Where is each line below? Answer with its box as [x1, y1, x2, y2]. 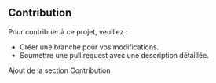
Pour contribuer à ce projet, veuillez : [8, 27, 128, 36]
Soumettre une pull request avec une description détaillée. [19, 50, 210, 60]
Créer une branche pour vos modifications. [19, 42, 159, 52]
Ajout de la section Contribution [8, 66, 111, 75]
